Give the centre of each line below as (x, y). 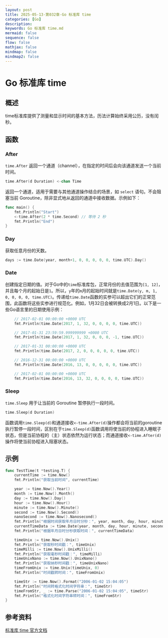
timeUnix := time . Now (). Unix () (47, 540)
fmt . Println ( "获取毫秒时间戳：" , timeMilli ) (58, 554)
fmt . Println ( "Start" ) (36, 212)
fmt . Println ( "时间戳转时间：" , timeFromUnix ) (60, 573)
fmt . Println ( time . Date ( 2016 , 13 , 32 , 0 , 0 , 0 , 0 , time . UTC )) (79, 378)
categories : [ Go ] (23, 19)
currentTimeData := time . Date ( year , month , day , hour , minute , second (89, 526)
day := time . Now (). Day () (40, 498)
